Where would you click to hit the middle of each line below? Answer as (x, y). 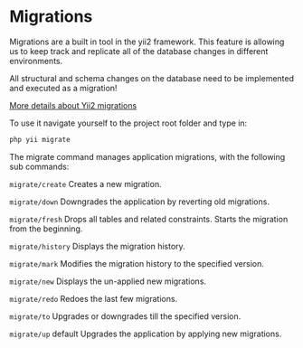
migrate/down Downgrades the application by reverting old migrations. (139, 202)
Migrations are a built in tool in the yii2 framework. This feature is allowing (147, 42)
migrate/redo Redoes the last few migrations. (94, 298)
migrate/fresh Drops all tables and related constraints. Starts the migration (149, 219)
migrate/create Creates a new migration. (85, 183)
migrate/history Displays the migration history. (97, 246)
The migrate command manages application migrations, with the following (147, 156)
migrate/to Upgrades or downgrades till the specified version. (125, 316)
